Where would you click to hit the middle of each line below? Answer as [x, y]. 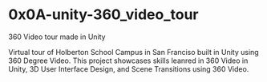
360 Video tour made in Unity [57, 37]
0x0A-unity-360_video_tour [103, 15]
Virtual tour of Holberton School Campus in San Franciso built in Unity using [133, 52]
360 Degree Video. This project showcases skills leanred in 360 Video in [128, 61]
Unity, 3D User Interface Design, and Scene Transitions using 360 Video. [129, 68]
